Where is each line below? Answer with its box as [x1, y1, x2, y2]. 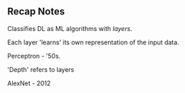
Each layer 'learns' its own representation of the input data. [7, 38, 179, 46]
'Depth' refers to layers [7, 65, 74, 73]
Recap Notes [7, 6, 65, 18]
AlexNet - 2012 [7, 79, 51, 87]
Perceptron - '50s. [7, 51, 61, 60]
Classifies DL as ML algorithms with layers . [7, 24, 133, 32]
